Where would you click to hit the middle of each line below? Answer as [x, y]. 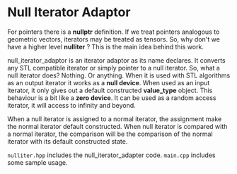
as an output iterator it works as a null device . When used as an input [109, 82]
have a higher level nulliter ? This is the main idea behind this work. [105, 46]
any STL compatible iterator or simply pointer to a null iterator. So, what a [114, 68]
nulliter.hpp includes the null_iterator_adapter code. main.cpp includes [111, 155]
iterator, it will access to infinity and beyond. [71, 105]
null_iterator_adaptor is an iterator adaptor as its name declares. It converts [117, 60]
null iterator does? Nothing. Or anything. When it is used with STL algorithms [119, 75]
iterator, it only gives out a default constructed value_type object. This [110, 90]
